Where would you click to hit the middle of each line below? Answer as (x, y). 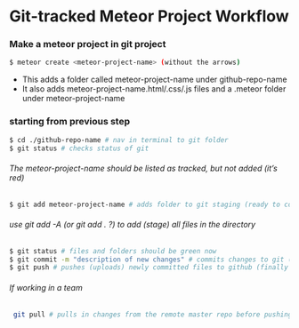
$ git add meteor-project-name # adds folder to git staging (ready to (145, 204)
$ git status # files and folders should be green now (113, 251)
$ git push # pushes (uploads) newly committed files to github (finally (149, 268)
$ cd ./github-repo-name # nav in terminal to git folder (119, 140)
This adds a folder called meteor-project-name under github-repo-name (154, 80)
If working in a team (46, 287)
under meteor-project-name (73, 99)
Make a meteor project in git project (88, 44)
